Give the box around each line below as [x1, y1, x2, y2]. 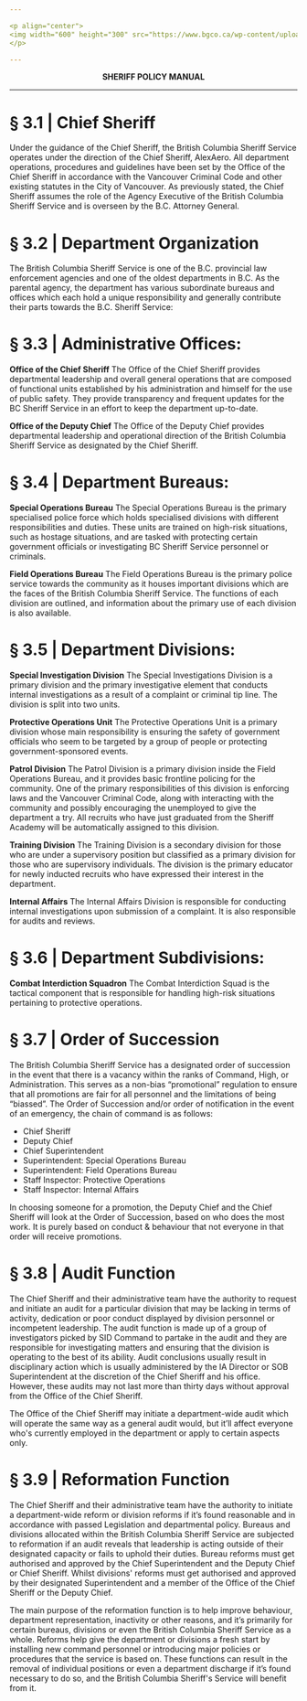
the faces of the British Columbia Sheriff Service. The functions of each [9, 588, 279, 599]
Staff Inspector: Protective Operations [22, 1174, 166, 1185]
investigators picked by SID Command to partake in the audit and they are [9, 1332, 288, 1343]
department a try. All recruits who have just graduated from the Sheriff [9, 812, 274, 823]
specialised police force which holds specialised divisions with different [9, 512, 280, 523]
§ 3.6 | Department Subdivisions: [9, 947, 265, 968]
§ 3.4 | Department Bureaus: [9, 472, 230, 493]
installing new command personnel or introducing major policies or [9, 1643, 261, 1654]
